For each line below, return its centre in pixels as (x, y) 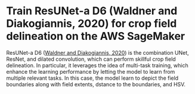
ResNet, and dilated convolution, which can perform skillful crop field (91, 59)
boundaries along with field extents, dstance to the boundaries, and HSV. (96, 84)
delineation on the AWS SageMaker (96, 36)
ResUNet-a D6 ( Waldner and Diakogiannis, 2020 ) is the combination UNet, (97, 52)
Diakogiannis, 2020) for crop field (92, 23)
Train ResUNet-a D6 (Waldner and (92, 11)
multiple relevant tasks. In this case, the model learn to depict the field (92, 78)
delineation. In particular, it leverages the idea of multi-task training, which (97, 65)
